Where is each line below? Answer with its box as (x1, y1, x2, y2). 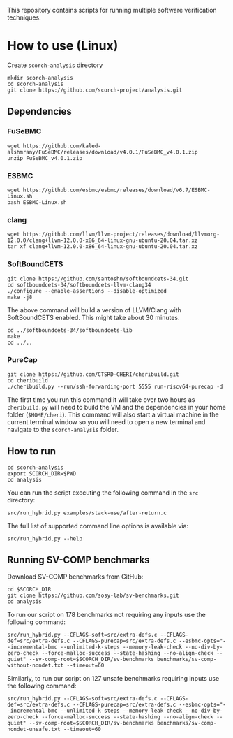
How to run (7, 445, 57, 457)
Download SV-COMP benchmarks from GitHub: (7, 572, 144, 581)
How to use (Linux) (7, 38, 119, 54)
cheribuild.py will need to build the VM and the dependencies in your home (7, 403, 227, 411)
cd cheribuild (7, 377, 49, 384)
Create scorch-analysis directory (7, 61, 103, 69)
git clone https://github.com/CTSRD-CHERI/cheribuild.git (7, 370, 179, 378)
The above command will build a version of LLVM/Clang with (7, 305, 181, 314)
